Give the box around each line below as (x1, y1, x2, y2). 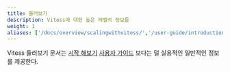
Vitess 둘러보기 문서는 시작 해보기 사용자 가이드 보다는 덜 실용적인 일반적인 (7, 49, 207, 57)
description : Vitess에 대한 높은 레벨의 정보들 (7, 16, 130, 23)
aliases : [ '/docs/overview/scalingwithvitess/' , (7, 29, 149, 36)
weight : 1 (7, 23, 36, 29)
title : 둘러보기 (7, 10, 48, 17)
